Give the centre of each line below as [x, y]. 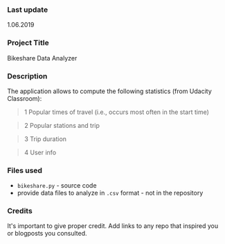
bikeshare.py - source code [57, 186]
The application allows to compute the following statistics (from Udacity [110, 91]
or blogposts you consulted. [47, 234]
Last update [28, 10]
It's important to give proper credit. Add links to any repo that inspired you [113, 226]
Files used [25, 170]
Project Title [28, 43]
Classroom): [25, 98]
